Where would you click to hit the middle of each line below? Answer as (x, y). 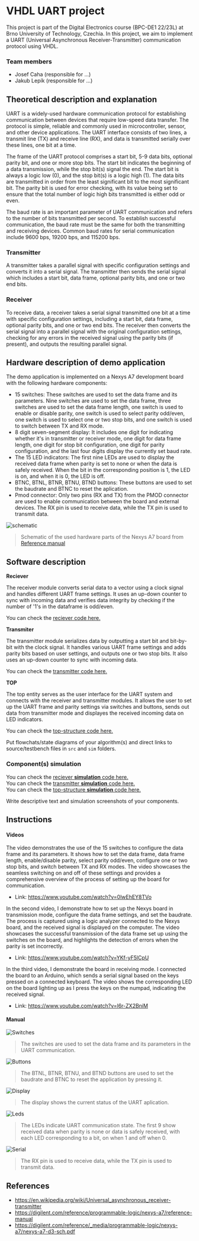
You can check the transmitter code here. (57, 671)
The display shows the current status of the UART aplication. (95, 1102)
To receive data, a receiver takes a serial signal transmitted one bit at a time (98, 313)
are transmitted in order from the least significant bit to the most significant (98, 182)
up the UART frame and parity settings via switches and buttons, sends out (98, 707)
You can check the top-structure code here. (60, 731)
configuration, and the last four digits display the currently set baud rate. (103, 451)
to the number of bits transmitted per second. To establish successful (91, 218)
